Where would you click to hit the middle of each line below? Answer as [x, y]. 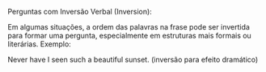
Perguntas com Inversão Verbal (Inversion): [80, 12]
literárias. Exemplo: [40, 44]
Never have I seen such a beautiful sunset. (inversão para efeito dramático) [133, 60]
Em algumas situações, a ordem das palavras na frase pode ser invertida [129, 27]
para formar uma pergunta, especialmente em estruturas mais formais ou [129, 36]
